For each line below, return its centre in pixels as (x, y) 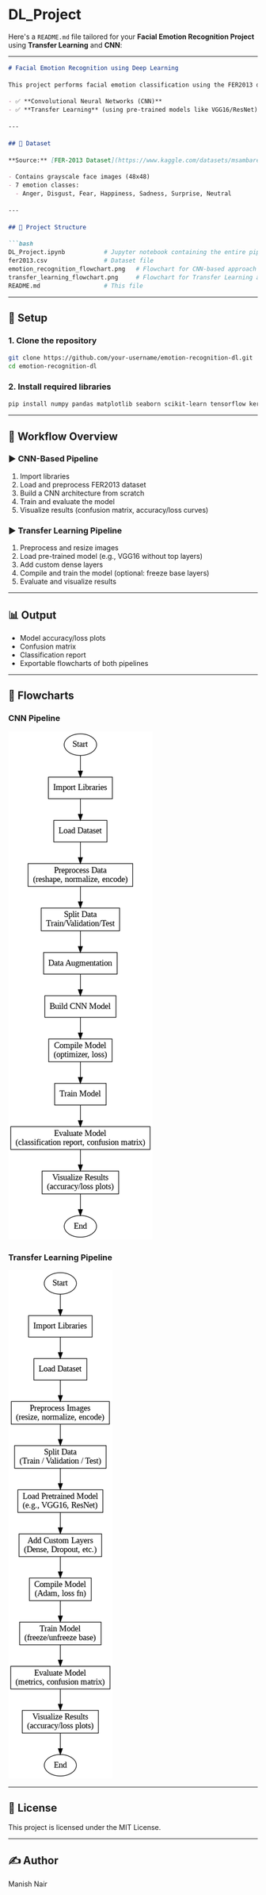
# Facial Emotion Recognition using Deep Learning (93, 68)
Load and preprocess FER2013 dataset (83, 484)
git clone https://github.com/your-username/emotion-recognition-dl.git (131, 358)
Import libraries (44, 476)
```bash (21, 244)
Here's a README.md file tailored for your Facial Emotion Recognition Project (131, 37)
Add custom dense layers (61, 564)
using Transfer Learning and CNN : (65, 44)
